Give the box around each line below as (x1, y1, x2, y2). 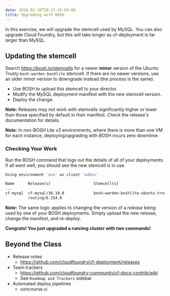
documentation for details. (5, 117, 60, 124)
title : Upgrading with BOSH (5, 12, 65, 17)
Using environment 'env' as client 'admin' (5, 172, 99, 177)
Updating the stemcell (5, 51, 77, 60)
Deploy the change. (12, 97, 54, 103)
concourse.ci (20, 286, 48, 292)
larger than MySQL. (5, 37, 46, 43)
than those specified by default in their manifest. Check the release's (5, 112, 149, 118)
